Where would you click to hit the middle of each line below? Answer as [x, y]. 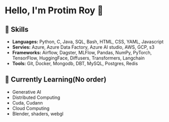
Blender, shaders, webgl [38, 114]
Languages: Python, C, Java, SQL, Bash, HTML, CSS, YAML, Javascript [88, 42]
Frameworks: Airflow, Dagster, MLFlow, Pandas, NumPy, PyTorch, [82, 53]
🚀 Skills [17, 29]
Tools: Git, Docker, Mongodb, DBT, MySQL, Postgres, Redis [75, 63]
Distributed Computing [36, 97]
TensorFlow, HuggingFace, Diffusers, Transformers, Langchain [78, 58]
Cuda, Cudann [27, 103]
